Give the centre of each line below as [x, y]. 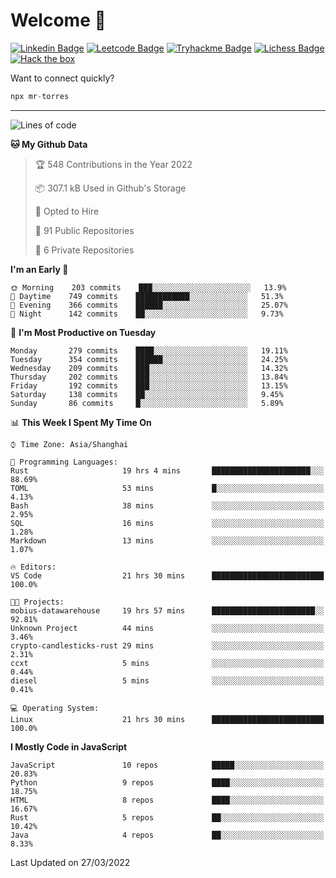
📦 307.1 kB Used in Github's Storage [110, 188]
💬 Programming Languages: [64, 462]
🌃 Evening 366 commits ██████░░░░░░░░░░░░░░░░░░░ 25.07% [149, 305]
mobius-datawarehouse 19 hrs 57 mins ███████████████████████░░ [167, 610]
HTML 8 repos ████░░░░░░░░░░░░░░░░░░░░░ [167, 800]
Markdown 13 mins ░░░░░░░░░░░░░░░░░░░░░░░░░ [167, 540]
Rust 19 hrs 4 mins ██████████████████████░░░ [167, 470]
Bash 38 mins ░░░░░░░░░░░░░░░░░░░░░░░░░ [167, 505]
